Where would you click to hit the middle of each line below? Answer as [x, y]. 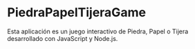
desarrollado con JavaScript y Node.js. [63, 38]
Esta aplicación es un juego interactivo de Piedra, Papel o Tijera [98, 31]
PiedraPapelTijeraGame [77, 13]
